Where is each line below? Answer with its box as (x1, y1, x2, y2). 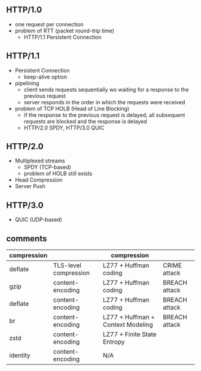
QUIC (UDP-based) (14, 216, 63, 224)
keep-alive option (23, 73, 68, 80)
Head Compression (14, 176, 63, 183)
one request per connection (14, 20, 84, 28)
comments (6, 233, 47, 243)
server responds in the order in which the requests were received (23, 98, 185, 105)
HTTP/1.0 (6, 5, 42, 15)
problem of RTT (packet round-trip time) (14, 27, 115, 34)
